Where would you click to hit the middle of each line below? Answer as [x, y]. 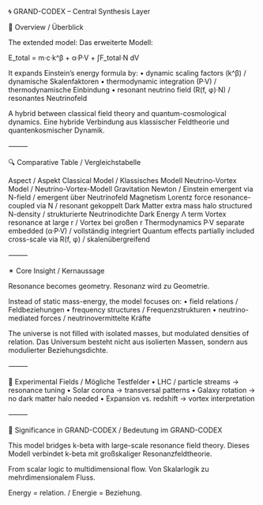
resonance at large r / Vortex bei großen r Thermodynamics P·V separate [126, 223]
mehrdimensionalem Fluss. [52, 477]
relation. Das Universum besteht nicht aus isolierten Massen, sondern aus [128, 342]
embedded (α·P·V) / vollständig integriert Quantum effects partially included [131, 231]
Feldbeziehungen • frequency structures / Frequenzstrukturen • [113, 310]
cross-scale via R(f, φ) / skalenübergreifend [79, 239]
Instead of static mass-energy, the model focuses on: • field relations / [123, 301]
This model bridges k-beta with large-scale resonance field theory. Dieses [129, 445]
